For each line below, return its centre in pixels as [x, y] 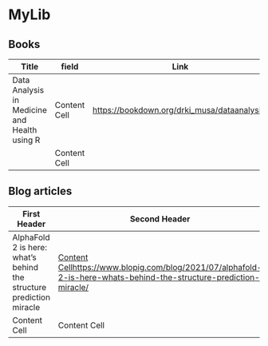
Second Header [160, 219]
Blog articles [40, 191]
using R [26, 140]
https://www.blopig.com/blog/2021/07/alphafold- [167, 267]
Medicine [30, 110]
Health [25, 130]
